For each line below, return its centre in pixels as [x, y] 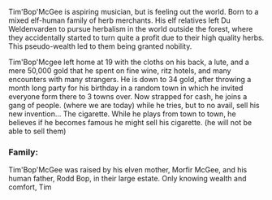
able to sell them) [37, 131]
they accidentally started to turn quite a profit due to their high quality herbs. [136, 37]
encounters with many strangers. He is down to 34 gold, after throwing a [130, 79]
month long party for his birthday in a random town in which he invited [126, 88]
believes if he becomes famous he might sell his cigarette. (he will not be [130, 122]
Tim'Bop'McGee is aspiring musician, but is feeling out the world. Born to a [134, 12]
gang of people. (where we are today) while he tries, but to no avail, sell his [134, 105]
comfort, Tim [30, 187]
